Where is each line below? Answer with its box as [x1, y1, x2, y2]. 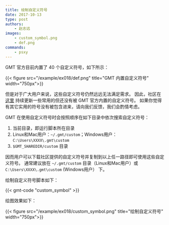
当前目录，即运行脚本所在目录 [12, 125, 75, 131]
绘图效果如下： [5, 197, 36, 203]
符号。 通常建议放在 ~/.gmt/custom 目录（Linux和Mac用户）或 [9, 160, 138, 166]
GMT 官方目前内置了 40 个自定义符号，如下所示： [5, 64, 109, 70]
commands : [5, 45, 26, 50]
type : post [5, 17, 28, 22]
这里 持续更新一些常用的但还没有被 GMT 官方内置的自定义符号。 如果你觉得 [5, 97, 162, 103]
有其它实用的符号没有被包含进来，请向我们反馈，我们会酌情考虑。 [5, 103, 142, 109]
